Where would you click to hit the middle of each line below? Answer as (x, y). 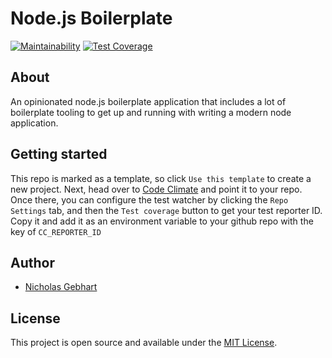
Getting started (59, 154)
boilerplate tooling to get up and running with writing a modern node (151, 112)
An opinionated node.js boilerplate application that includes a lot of (148, 101)
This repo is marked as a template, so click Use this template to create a (161, 178)
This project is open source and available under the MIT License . (144, 343)
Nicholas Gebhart (61, 287)
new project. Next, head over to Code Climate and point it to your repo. (156, 189)
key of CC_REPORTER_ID (56, 231)
